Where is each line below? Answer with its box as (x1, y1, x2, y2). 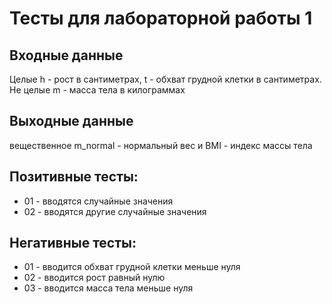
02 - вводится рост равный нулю (23, 272, 166, 284)
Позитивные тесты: (9, 168, 139, 186)
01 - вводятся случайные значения (23, 195, 174, 207)
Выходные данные (9, 113, 134, 130)
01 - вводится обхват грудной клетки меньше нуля (23, 261, 241, 273)
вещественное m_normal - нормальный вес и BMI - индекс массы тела (9, 139, 313, 151)
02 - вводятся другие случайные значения (23, 205, 207, 217)
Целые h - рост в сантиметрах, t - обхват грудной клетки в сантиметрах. (9, 73, 322, 85)
